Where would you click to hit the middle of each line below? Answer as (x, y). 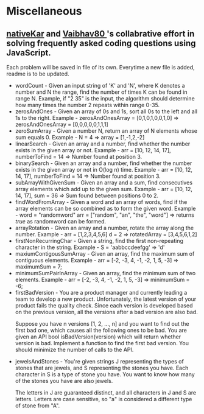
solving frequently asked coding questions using (101, 43)
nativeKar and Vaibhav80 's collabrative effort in (100, 34)
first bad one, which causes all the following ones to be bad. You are (101, 330)
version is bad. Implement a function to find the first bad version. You (102, 343)
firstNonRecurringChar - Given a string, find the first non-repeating (99, 241)
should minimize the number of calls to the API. (74, 349)
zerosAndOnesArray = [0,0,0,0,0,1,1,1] (62, 124)
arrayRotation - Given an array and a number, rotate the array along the (104, 228)
